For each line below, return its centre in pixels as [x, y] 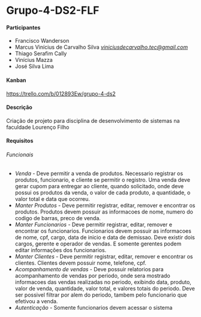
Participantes [23, 27]
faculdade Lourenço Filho [38, 127]
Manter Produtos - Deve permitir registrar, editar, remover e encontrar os [105, 205]
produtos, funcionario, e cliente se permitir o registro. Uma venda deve [103, 180]
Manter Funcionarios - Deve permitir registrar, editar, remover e [94, 224]
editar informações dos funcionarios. [61, 250]
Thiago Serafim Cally [41, 54]
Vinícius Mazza [34, 60]
